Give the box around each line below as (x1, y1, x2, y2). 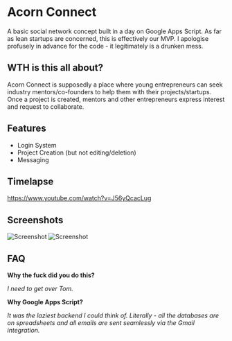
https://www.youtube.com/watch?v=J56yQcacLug (7, 194, 152, 202)
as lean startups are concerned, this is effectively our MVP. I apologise (7, 34, 209, 42)
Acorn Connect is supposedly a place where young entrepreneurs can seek (7, 80, 223, 89)
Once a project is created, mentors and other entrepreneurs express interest (7, 95, 225, 103)
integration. (7, 326, 40, 334)
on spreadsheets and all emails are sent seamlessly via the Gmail (7, 319, 195, 326)
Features (7, 123, 46, 134)
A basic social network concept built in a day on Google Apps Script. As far (7, 27, 222, 35)
